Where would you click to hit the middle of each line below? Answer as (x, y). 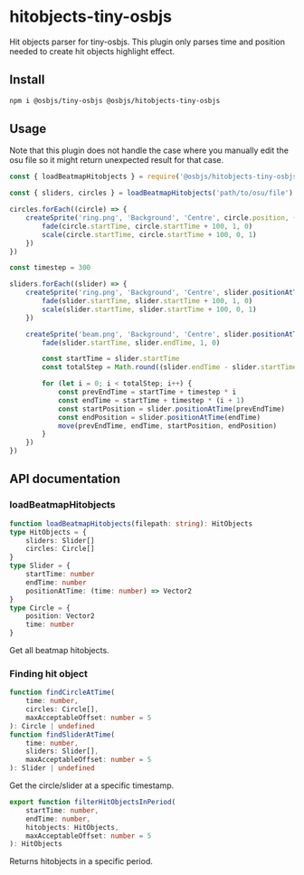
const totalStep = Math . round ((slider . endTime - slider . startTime (170, 367)
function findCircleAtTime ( (62, 693)
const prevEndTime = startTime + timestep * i (147, 392)
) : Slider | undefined (52, 768)
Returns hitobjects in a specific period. (81, 861)
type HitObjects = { (48, 532)
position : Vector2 (60, 616)
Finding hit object (48, 673)
